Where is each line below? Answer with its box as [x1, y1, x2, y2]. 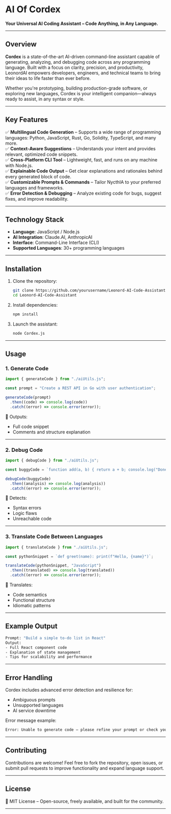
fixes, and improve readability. [5, 196, 69, 202]
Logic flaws [12, 510, 37, 517]
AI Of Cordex [5, 4, 61, 15]
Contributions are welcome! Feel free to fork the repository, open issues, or [5, 759, 163, 766]
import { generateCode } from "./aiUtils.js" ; [5, 376, 106, 382]
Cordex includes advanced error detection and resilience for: [5, 687, 133, 693]
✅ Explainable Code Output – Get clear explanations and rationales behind [5, 168, 163, 174]
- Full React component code [5, 645, 67, 650]
